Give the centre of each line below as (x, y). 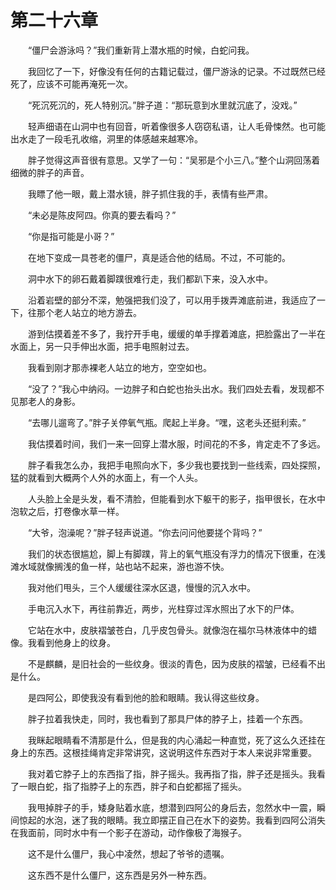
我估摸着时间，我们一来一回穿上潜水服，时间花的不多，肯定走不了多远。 (176, 443)
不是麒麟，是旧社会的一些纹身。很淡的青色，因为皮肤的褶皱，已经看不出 (176, 663)
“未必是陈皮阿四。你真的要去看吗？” (102, 215)
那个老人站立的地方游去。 (89, 312)
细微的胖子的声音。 (50, 172)
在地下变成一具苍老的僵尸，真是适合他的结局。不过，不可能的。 (159, 257)
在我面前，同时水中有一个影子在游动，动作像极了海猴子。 (128, 832)
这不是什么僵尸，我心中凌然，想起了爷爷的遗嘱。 (128, 853)
